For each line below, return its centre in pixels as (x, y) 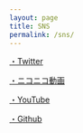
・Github (26, 119)
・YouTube (30, 100)
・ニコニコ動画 (37, 81)
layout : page (34, 18)
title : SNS (30, 26)
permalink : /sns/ (42, 34)
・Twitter (26, 62)
